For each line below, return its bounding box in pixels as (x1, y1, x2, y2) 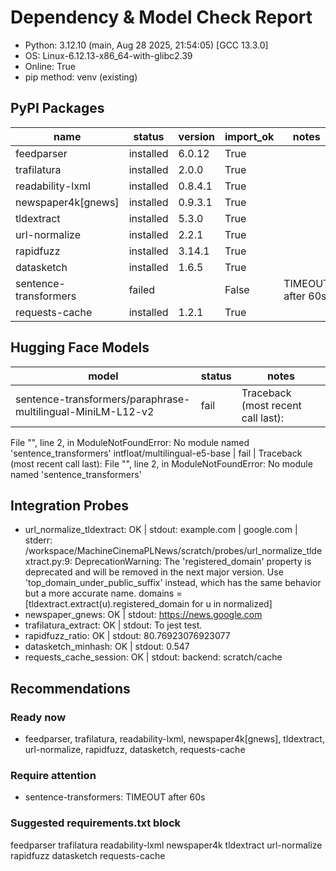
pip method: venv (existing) (24, 71, 138, 83)
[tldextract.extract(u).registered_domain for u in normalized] (24, 598, 273, 610)
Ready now (10, 710, 67, 724)
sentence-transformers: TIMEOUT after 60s (24, 791, 206, 803)
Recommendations (10, 680, 131, 697)
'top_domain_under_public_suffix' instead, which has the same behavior (24, 577, 322, 589)
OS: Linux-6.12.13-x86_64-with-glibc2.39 (24, 49, 193, 61)
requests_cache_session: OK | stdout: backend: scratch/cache (24, 651, 283, 663)
